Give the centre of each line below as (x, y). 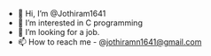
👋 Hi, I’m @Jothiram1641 (62, 14)
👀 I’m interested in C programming (80, 23)
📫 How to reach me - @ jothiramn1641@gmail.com (109, 42)
